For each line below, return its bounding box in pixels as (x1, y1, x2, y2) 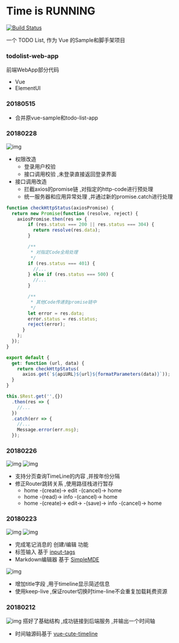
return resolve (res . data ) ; (32, 227, 101, 234)
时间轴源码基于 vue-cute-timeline (14, 630, 98, 637)
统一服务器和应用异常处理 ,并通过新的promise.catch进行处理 (23, 193, 173, 200)
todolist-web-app (6, 52, 59, 60)
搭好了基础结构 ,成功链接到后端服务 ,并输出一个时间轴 (23, 617, 156, 624)
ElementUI (14, 85, 41, 92)
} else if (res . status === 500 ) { (28, 271, 114, 277)
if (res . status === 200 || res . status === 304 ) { (28, 222, 154, 228)
